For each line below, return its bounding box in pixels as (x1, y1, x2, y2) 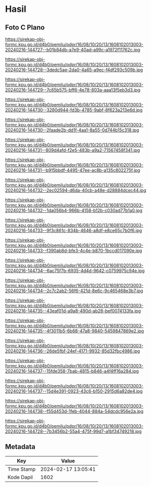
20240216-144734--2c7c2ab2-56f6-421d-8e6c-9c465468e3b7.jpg (5, 288, 143, 294)
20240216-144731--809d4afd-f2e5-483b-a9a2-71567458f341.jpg (5, 147, 140, 153)
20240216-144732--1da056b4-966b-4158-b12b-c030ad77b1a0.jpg (5, 208, 143, 213)
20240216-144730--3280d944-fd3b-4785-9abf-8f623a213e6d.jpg (5, 107, 143, 113)
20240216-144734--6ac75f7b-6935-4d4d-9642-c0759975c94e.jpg (5, 268, 145, 273)
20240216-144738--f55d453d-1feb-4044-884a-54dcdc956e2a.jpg (5, 408, 144, 414)
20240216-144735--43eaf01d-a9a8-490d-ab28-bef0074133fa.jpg (5, 308, 141, 313)
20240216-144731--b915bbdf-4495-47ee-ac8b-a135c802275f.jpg (5, 167, 141, 173)
